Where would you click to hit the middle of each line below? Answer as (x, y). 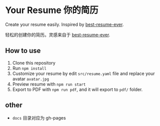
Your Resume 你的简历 (52, 10)
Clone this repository (34, 62)
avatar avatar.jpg (31, 78)
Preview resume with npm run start (49, 84)
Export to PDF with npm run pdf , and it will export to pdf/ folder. (78, 89)
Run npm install (29, 68)
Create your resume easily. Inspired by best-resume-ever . (65, 24)
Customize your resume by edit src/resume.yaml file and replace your (83, 73)
